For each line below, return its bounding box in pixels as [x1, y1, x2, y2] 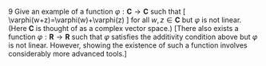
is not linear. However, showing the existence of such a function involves [8, 41, 248, 50]
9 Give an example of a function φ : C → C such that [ [8, 7, 186, 16]
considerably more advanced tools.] [8, 49, 128, 58]
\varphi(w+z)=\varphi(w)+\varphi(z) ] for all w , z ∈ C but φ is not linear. [8, 15, 242, 25]
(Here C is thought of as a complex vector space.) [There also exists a [8, 24, 239, 33]
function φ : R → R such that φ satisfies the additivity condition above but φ [8, 32, 258, 41]
